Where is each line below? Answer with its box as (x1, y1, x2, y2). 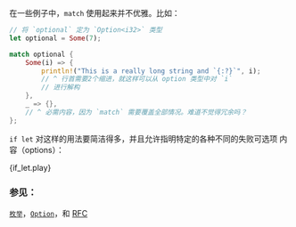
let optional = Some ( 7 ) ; (9, 34, 102, 43)
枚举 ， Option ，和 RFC (9, 207, 88, 218)
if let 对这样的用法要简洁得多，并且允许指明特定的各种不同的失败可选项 (9, 133, 278, 144)
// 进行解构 (41, 83, 80, 92)
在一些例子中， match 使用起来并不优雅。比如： (9, 8, 180, 18)
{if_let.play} (9, 162, 52, 173)
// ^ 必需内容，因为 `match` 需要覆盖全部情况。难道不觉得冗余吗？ (25, 108, 248, 117)
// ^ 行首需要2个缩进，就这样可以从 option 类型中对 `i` (41, 75, 234, 84)
